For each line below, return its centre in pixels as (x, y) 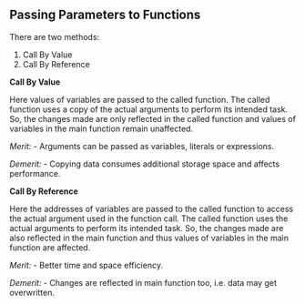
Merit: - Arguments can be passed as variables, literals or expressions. (142, 146)
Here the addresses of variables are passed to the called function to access (152, 208)
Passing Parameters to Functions (105, 15)
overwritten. (32, 292)
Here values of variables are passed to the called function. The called (140, 99)
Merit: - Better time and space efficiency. (86, 265)
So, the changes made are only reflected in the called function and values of (152, 118)
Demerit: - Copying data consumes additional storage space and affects (145, 164)
